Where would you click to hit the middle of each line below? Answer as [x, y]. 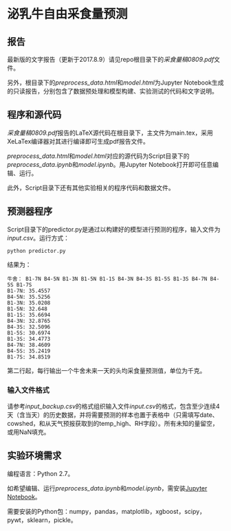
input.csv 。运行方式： [38, 238]
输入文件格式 [29, 390]
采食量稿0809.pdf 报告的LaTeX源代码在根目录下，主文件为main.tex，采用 [110, 133]
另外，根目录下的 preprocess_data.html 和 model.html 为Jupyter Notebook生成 [116, 82]
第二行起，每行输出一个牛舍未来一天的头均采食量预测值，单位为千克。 [107, 370]
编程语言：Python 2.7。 [41, 473]
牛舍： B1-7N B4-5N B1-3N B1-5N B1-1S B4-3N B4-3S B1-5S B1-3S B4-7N [107, 279]
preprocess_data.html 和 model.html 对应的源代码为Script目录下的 [98, 156]
